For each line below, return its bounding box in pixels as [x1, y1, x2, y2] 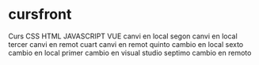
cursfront [8, 5, 72, 23]
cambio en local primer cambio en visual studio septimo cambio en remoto [8, 48, 252, 57]
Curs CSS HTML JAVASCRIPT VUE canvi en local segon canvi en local [8, 31, 238, 41]
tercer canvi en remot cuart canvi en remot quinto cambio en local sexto [8, 39, 244, 49]
